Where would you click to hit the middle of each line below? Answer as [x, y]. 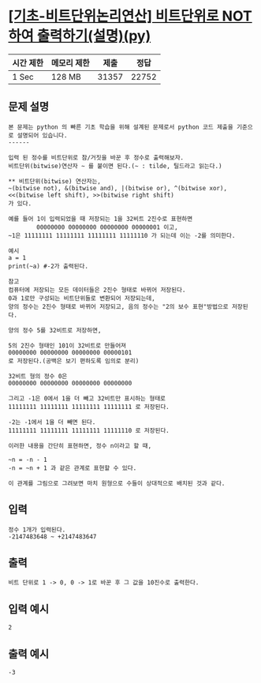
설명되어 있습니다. [42, 135]
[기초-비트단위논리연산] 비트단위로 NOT [130, 16]
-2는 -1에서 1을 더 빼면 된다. [52, 422]
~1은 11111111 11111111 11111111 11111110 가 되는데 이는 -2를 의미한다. [122, 235]
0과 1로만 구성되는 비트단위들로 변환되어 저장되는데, [82, 298]
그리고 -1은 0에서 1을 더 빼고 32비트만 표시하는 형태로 [87, 398]
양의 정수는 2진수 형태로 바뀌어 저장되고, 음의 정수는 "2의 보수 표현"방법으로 [118, 306]
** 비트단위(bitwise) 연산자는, [54, 181]
